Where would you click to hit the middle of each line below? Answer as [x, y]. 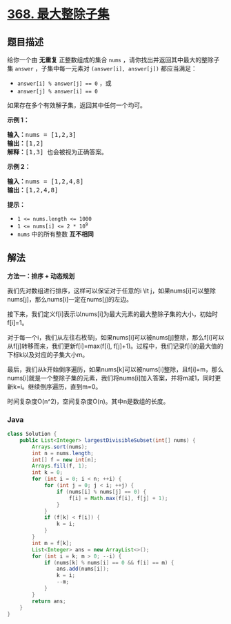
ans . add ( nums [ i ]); [83, 569]
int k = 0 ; [48, 472]
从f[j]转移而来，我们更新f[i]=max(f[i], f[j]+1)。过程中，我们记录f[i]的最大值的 [115, 346]
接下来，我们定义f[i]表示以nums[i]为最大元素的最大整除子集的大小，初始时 [113, 314]
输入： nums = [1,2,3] [42, 135]
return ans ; [49, 601]
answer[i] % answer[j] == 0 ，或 [64, 83]
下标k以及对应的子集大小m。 [48, 354]
